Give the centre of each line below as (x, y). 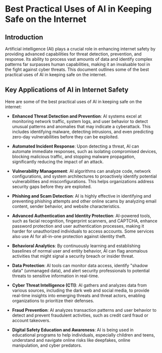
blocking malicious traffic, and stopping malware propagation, (74, 156)
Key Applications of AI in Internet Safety (67, 90)
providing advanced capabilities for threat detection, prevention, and (73, 54)
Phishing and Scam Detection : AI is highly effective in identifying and (81, 196)
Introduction (24, 37)
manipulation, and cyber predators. (47, 345)
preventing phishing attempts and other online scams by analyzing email (84, 201)
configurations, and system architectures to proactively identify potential (84, 176)
